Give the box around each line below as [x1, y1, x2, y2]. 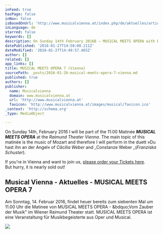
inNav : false [5, 16, 32, 21]
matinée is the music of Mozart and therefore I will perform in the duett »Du [5, 139, 156, 145]
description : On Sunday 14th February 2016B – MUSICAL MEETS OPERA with [5, 39, 155, 44]
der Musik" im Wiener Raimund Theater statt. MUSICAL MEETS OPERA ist [5, 209, 152, 215]
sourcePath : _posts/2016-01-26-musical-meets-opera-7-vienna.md [5, 71, 138, 75]
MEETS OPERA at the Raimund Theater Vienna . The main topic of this [5, 134, 145, 140]
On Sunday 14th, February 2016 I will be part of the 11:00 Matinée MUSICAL [5, 128, 156, 134]
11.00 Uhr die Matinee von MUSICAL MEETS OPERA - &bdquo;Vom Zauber [5, 204, 154, 210]
